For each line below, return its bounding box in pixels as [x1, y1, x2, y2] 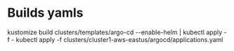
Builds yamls [7, 5, 84, 21]
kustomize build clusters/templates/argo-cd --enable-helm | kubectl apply [7, 28, 223, 36]
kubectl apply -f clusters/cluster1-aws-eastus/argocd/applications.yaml [15, 35, 223, 43]
